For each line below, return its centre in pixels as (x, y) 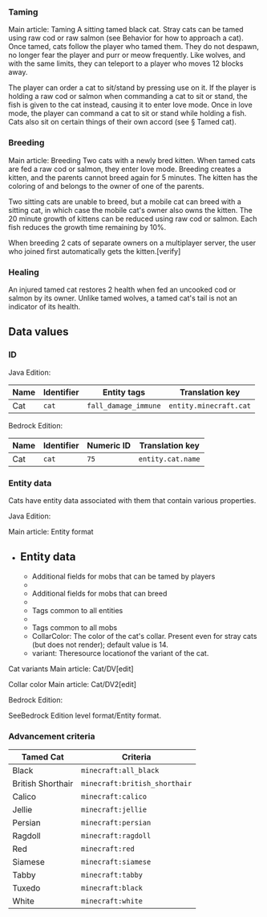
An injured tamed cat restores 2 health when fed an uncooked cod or (122, 289)
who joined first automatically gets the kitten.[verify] (95, 251)
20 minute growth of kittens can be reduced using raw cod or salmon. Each (133, 219)
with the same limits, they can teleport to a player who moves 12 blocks (126, 63)
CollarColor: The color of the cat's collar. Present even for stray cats (144, 636)
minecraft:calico (114, 796)
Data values (38, 332)
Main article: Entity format (51, 531)
